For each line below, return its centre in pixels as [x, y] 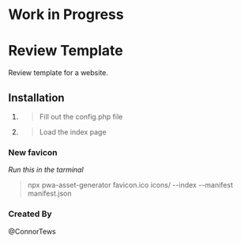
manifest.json [49, 194]
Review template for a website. [58, 73]
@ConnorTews [32, 231]
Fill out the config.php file [81, 116]
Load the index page [73, 131]
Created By [30, 214]
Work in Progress [66, 15]
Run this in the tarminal [46, 170]
